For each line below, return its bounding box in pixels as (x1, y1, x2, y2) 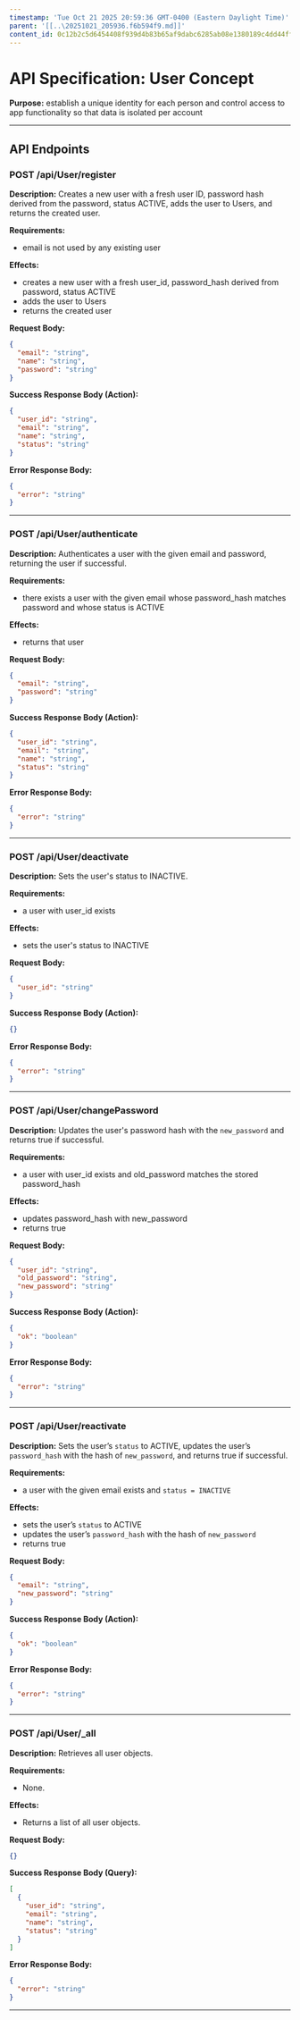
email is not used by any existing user (21, 242, 162, 253)
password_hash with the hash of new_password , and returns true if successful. (9, 1450, 288, 1460)
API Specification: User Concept (9, 68, 254, 88)
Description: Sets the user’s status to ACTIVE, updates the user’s (9, 1440, 252, 1451)
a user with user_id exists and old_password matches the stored (21, 1168, 259, 1180)
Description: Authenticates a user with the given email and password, (9, 548, 267, 559)
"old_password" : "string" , (17, 1274, 118, 1283)
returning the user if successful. (9, 558, 127, 568)
